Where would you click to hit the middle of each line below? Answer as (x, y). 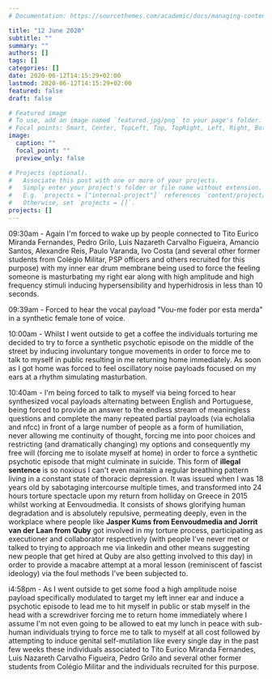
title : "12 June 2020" (47, 30)
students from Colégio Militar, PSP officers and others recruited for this (127, 259)
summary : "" (28, 45)
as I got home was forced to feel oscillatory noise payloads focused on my (132, 368)
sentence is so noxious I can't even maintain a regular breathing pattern (129, 470)
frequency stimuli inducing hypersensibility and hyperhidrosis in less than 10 (136, 285)
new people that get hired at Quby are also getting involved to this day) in (131, 556)
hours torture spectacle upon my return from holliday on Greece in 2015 (128, 496)
